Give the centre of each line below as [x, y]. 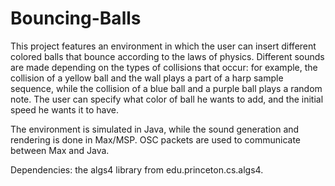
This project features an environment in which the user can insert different [163, 46]
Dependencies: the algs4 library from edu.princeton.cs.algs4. [137, 169]
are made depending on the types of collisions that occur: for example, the [164, 67]
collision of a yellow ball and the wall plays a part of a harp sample [147, 78]
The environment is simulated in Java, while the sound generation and [155, 129]
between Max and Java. [60, 150]
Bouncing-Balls [76, 18]
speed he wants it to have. [64, 109]
